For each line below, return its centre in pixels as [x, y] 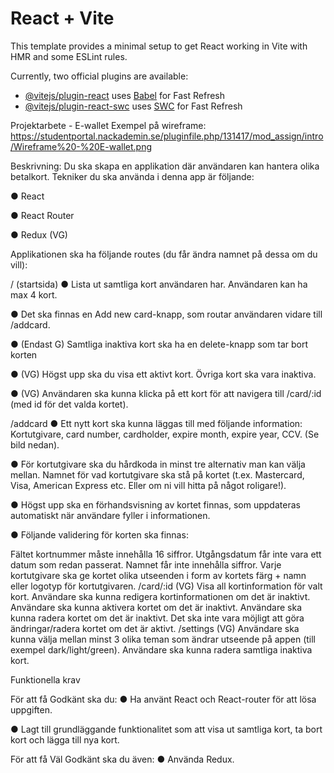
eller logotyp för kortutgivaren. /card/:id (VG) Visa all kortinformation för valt [166, 586]
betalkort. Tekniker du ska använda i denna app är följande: [132, 176]
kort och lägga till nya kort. [65, 739]
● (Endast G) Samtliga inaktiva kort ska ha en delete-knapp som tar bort [159, 344]
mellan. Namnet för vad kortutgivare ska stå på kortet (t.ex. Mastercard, [157, 474]
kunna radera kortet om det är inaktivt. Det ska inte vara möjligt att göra [157, 618]
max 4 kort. [34, 294]
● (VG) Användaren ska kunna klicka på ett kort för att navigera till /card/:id [166, 393]
